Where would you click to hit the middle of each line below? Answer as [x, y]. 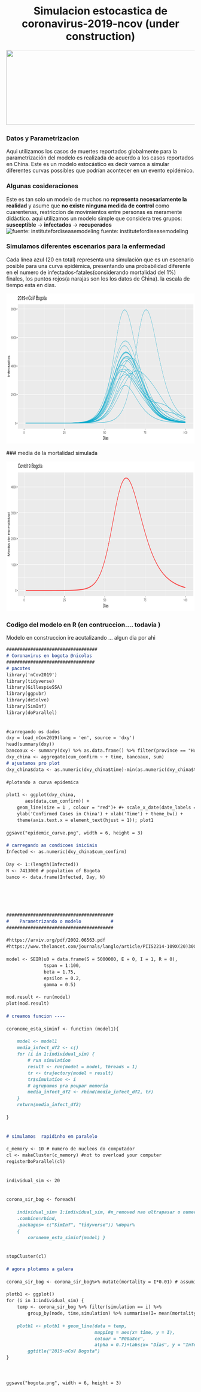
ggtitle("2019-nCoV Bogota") [64, 1351]
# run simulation [49, 1060]
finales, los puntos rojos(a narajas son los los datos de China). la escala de [98, 278]
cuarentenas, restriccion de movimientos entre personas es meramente [94, 212]
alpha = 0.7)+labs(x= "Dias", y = [138, 1345]
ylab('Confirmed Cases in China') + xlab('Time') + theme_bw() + [100, 813]
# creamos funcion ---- [36, 1016]
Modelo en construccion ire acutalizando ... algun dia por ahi [81, 638]
